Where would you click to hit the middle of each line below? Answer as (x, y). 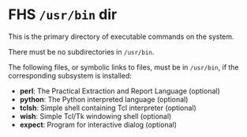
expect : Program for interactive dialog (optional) (98, 124)
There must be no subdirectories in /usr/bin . (81, 51)
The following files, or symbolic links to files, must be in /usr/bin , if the (123, 67)
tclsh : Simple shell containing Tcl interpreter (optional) (108, 108)
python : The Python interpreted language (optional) (104, 99)
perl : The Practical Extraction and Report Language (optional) (120, 91)
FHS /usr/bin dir (63, 15)
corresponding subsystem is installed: (70, 75)
